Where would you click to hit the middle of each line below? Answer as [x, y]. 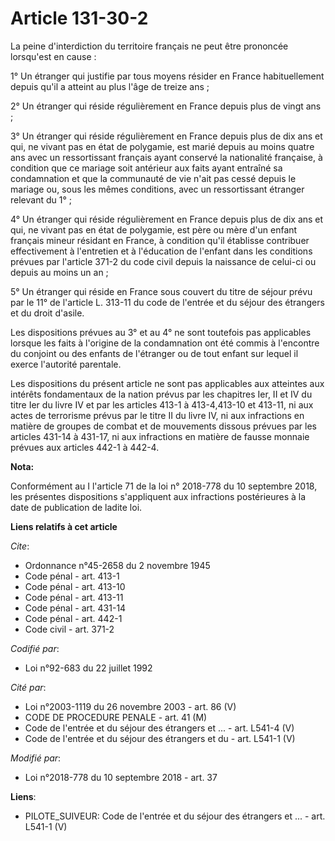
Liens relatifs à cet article [64, 526]
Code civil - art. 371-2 [69, 629]
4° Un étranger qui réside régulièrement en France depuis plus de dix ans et [167, 219]
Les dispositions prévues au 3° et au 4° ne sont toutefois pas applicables [161, 332]
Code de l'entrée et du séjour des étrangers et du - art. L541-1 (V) [160, 738]
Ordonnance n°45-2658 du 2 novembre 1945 [117, 565]
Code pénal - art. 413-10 [75, 586]
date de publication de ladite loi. [76, 507]
